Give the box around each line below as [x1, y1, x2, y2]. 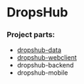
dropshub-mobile [16, 68, 68, 77]
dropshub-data [16, 46, 62, 54]
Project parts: [6, 30, 56, 40]
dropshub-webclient [16, 53, 78, 62]
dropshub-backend [16, 61, 74, 70]
